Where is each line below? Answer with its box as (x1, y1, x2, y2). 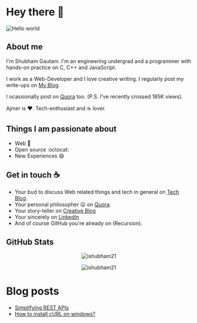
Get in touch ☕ (6, 170, 61, 180)
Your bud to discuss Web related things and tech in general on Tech (14, 189, 179, 196)
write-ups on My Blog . (6, 81, 61, 88)
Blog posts (6, 285, 59, 298)
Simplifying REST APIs (14, 304, 69, 311)
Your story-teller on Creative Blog (14, 207, 96, 215)
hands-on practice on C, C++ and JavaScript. (6, 64, 116, 71)
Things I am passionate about (6, 124, 117, 134)
